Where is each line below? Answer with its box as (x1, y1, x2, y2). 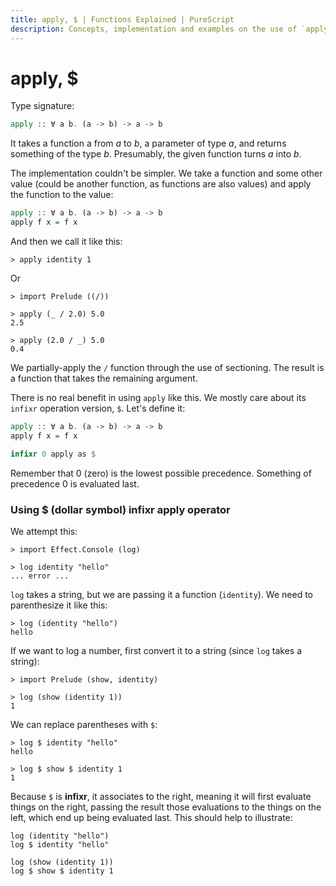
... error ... (10, 571, 70, 581)
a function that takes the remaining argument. (10, 372, 198, 385)
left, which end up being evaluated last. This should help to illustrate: (10, 811, 293, 823)
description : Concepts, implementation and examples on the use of (10, 24, 298, 34)
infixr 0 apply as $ (10, 449, 97, 459)
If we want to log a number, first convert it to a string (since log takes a (10, 644, 303, 656)
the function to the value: (10, 189, 114, 201)
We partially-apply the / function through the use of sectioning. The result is (10, 362, 325, 374)
